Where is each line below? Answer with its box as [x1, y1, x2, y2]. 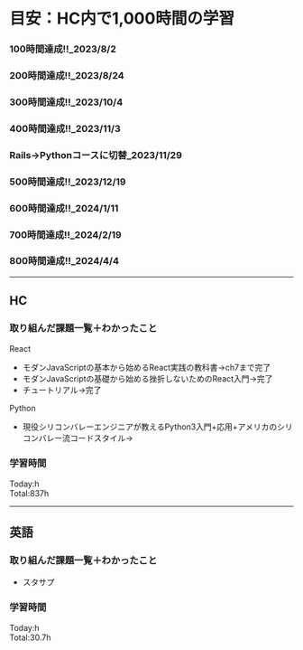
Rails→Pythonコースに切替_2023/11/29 [9, 148, 183, 161]
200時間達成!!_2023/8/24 [9, 70, 124, 82]
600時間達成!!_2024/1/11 [9, 202, 119, 214]
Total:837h [9, 487, 50, 498]
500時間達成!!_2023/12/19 [9, 175, 126, 188]
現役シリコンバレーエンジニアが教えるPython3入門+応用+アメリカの [22, 421, 278, 432]
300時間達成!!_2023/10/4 [9, 96, 124, 108]
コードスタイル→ [69, 432, 133, 443]
